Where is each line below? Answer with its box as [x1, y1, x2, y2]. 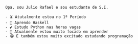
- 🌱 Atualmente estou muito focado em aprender [5, 29, 109, 34]
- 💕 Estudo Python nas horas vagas [5, 25, 81, 30]
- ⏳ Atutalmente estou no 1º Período [5, 14, 86, 19]
